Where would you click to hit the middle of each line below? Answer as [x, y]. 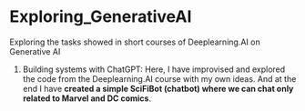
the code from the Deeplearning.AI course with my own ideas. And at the [159, 78]
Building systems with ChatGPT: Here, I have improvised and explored [154, 69]
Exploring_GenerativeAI [101, 17]
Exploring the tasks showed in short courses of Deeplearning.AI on [135, 42]
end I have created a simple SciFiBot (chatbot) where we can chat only [158, 88]
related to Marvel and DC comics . [87, 98]
